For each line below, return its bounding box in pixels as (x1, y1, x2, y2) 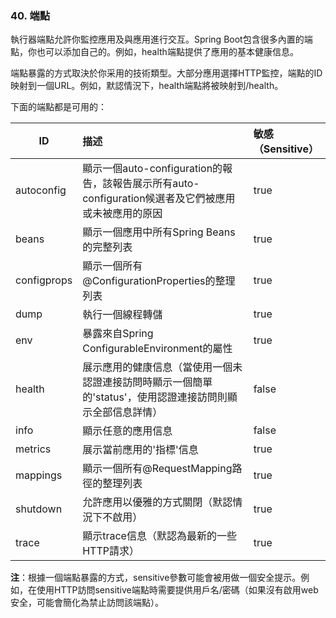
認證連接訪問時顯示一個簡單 (82, 375, 213, 389)
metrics (15, 442, 52, 456)
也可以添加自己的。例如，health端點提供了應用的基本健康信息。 (36, 46, 299, 58)
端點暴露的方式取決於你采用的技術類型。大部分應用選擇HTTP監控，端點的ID (10, 67, 323, 79)
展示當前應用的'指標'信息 (82, 443, 199, 457)
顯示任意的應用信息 (82, 424, 173, 438)
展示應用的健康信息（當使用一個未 (82, 360, 243, 374)
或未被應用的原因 (82, 207, 163, 221)
